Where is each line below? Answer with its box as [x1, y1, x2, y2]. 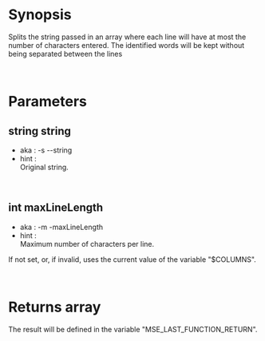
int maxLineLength [8, 201, 104, 215]
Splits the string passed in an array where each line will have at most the [8, 32, 247, 42]
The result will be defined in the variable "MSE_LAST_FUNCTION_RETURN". [8, 324, 258, 334]
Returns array [8, 298, 101, 316]
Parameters [8, 93, 88, 111]
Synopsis [8, 6, 72, 24]
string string [8, 124, 72, 137]
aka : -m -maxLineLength [19, 222, 104, 232]
